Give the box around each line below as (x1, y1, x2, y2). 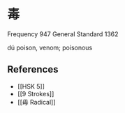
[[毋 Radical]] (17, 98, 56, 106)
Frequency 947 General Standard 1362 (7, 29, 119, 38)
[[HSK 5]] (17, 82, 45, 91)
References (7, 63, 59, 75)
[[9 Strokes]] (17, 89, 54, 98)
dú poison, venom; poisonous (7, 43, 93, 52)
